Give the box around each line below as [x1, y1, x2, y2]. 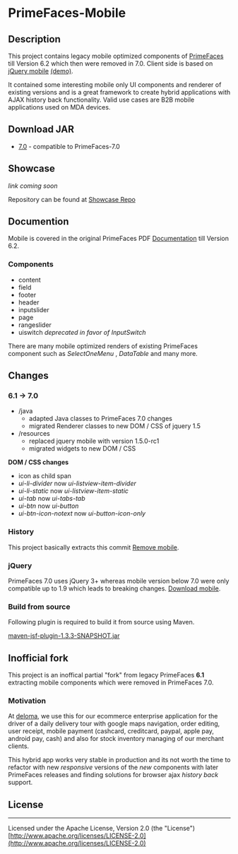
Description [8, 33, 61, 45]
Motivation [8, 696, 47, 706]
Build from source [8, 602, 71, 612]
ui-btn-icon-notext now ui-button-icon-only [18, 509, 146, 518]
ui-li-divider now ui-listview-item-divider [18, 479, 137, 488]
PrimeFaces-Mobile [8, 5, 126, 21]
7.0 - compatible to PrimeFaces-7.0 [18, 142, 121, 150]
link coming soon [8, 182, 59, 190]
